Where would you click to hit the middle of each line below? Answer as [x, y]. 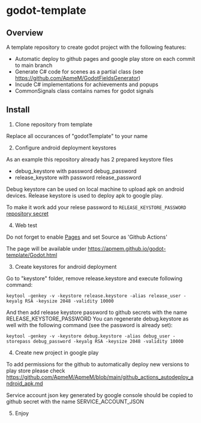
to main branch [34, 65]
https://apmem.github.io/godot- [127, 248]
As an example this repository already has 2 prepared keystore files [90, 159]
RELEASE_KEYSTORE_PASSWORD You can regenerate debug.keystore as [97, 318]
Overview [25, 33]
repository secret [28, 213]
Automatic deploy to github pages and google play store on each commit [105, 59]
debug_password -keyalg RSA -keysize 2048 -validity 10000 [108, 341]
